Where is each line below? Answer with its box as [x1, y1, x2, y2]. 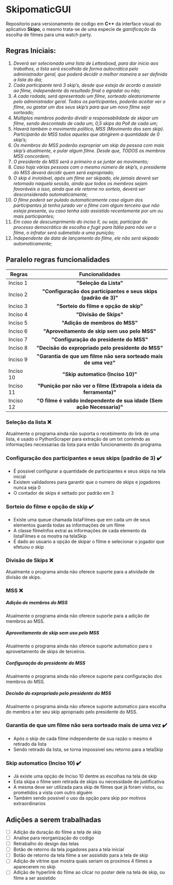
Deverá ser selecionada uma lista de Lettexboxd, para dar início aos [13, 60, 159, 66]
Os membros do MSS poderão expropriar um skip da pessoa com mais [13, 142, 164, 148]
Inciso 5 [8, 319, 28, 326]
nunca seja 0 [13, 484, 41, 491]
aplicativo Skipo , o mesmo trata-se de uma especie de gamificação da [6, 26, 156, 32]
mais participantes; [13, 213, 54, 219]
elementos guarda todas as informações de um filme [13, 522, 125, 528]
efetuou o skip [13, 544, 44, 550]
